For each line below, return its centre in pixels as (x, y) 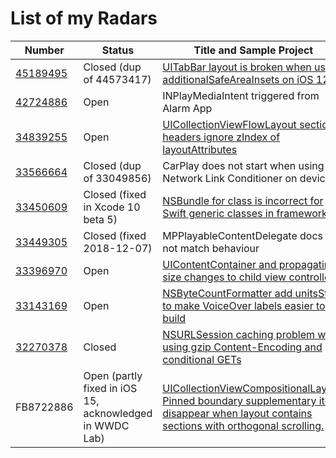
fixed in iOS (110, 388)
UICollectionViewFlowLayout (229, 124)
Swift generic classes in (218, 213)
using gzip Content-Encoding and (242, 347)
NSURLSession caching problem (239, 334)
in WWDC (106, 425)
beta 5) (100, 219)
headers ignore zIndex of (221, 137)
